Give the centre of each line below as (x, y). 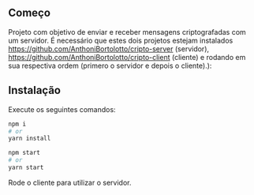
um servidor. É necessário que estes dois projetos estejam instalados (121, 40)
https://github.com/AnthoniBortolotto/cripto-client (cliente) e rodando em (127, 57)
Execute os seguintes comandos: (62, 109)
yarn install (30, 139)
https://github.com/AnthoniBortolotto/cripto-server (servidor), (109, 49)
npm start (24, 153)
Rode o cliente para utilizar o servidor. (70, 182)
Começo (30, 13)
